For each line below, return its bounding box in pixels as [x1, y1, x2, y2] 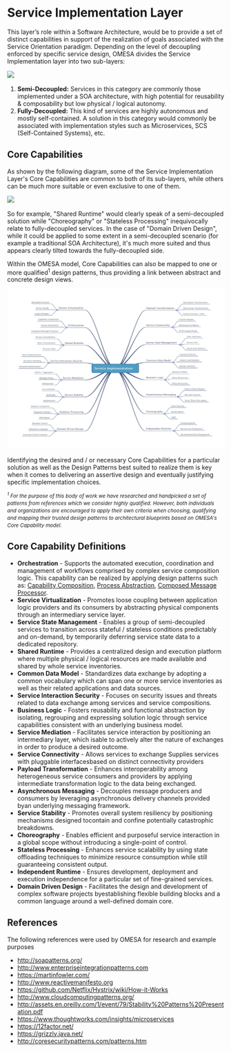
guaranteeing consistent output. [17, 860, 108, 868]
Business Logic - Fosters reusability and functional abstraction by [17, 706, 205, 714]
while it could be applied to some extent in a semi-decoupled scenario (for [7, 232, 219, 240]
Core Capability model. [7, 522, 62, 529]
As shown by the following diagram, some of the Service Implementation [7, 167, 214, 176]
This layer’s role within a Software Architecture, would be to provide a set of [7, 28, 223, 36]
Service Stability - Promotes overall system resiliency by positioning [17, 809, 212, 817]
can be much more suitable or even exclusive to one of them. [7, 182, 181, 190]
